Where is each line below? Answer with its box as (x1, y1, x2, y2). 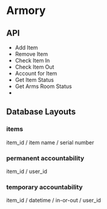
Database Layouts (6, 107, 76, 117)
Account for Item (15, 70, 57, 77)
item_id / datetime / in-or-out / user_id (6, 197, 102, 204)
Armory (6, 4, 46, 18)
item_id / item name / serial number (6, 139, 95, 146)
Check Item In (15, 57, 50, 64)
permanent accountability (6, 154, 85, 162)
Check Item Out (15, 63, 54, 70)
